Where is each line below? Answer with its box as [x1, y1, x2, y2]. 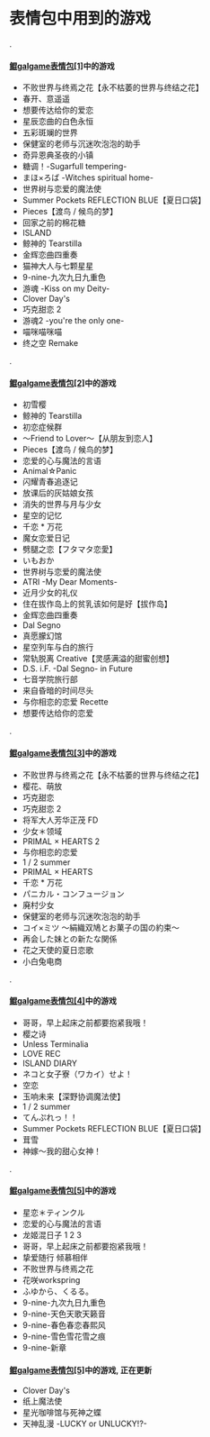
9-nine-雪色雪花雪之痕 [22, 1331, 106, 1342]
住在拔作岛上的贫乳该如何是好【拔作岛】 [22, 598, 172, 609]
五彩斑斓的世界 [22, 127, 78, 138]
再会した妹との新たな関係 [22, 933, 118, 944]
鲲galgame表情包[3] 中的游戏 [9, 747, 117, 758]
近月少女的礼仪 [22, 587, 78, 598]
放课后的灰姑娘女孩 [22, 487, 94, 498]
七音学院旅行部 [22, 674, 78, 685]
